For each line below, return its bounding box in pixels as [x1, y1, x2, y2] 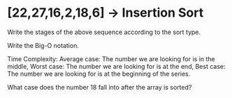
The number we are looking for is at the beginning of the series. [7, 70, 191, 78]
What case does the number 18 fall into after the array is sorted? [7, 83, 192, 91]
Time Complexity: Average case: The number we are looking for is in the [7, 54, 215, 63]
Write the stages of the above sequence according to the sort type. [7, 28, 201, 36]
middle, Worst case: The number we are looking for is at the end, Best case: [7, 62, 226, 70]
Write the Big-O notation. [7, 41, 79, 49]
